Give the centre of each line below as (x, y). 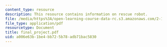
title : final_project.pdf (32, 32)
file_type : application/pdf (34, 23)
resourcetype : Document (30, 28)
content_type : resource (30, 10)
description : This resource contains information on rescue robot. (77, 14)
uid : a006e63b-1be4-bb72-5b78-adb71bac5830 (51, 37)
